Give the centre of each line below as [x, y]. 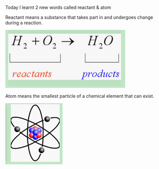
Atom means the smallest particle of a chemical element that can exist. [80, 96]
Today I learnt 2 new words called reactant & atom [58, 7]
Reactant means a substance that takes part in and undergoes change [79, 17]
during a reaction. [24, 23]
